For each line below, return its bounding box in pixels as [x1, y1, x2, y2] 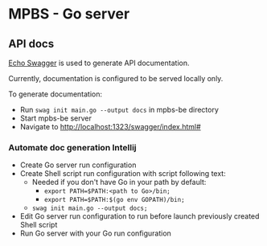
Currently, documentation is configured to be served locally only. [8, 74, 224, 83]
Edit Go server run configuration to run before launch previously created [19, 211, 260, 221]
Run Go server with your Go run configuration [19, 228, 171, 238]
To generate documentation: [8, 89, 103, 99]
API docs [8, 37, 55, 51]
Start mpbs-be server [19, 113, 92, 123]
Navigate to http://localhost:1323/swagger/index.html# [19, 122, 201, 131]
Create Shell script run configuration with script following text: [19, 169, 227, 178]
